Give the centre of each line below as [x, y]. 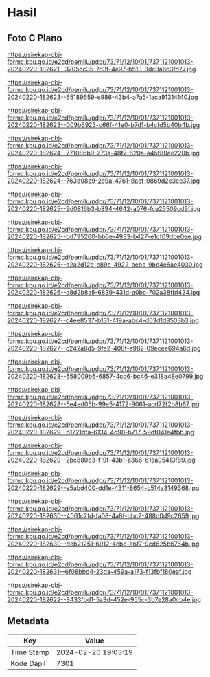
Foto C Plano [35, 38]
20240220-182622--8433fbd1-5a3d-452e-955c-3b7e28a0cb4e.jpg [104, 600]
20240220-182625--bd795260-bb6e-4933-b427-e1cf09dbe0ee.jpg [105, 236]
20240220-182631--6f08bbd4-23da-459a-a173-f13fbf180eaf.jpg [100, 571]
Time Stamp [30, 652]
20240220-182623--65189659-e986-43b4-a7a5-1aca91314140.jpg [103, 97]
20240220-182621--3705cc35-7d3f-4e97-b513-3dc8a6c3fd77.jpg [102, 69]
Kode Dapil [28, 663]
